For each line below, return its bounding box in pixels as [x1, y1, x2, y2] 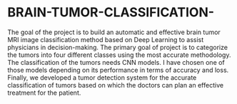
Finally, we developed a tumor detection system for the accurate [7, 73, 197, 82]
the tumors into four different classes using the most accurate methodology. [7, 51, 231, 59]
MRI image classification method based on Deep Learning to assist [7, 35, 204, 43]
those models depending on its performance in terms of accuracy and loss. [7, 66, 229, 74]
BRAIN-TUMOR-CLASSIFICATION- [7, 4, 215, 21]
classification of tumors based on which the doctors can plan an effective [7, 80, 223, 89]
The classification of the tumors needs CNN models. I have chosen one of [7, 58, 225, 66]
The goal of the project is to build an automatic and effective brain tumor [7, 28, 221, 36]
